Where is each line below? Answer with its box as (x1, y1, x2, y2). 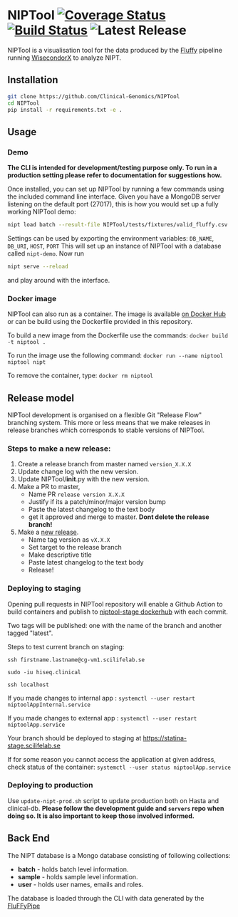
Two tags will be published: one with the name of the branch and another (7, 621, 222, 629)
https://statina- (143, 733, 187, 742)
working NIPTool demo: (7, 207, 76, 216)
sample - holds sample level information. (17, 872, 138, 881)
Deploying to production (7, 780, 93, 790)
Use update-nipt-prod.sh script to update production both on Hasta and (7, 796, 219, 805)
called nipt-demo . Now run (7, 249, 84, 258)
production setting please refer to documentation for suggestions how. (7, 171, 222, 179)
